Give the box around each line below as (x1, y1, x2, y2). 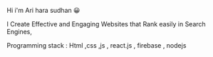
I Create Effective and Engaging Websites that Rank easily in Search (6, 20, 206, 28)
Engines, (6, 28, 33, 36)
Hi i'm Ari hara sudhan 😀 (6, 6, 80, 14)
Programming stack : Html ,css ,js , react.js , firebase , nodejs (6, 41, 187, 49)
